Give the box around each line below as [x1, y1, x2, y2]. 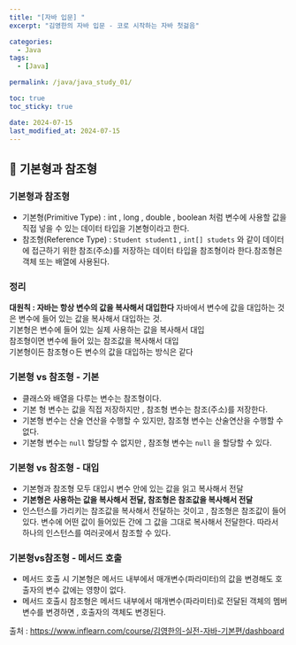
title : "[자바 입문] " [9, 12, 86, 22]
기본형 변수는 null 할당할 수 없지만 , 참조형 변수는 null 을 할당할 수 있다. [21, 437, 272, 447]
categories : [9, 37, 53, 46]
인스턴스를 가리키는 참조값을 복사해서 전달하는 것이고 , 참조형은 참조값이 [21, 505, 270, 516]
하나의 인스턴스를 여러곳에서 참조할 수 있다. [21, 527, 171, 538]
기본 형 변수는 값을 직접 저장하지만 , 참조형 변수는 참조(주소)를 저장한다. [21, 404, 268, 415]
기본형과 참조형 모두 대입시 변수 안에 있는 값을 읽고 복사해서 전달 [21, 483, 244, 493]
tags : [9, 54, 29, 63]
